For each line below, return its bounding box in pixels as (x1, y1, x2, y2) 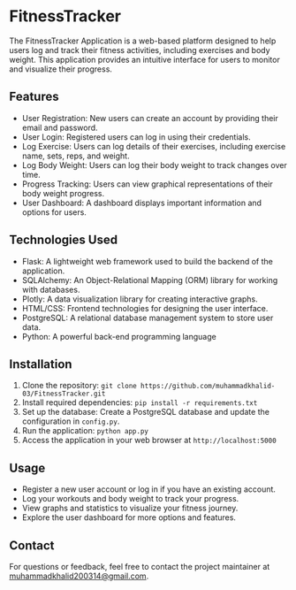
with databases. (21, 284, 80, 295)
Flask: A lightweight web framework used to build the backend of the (21, 256, 274, 266)
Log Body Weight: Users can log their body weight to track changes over (21, 159, 287, 170)
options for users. (21, 206, 87, 218)
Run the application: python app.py (21, 425, 148, 436)
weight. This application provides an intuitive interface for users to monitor (9, 54, 280, 65)
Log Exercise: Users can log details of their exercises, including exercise (21, 141, 286, 151)
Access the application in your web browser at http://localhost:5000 (21, 435, 277, 446)
